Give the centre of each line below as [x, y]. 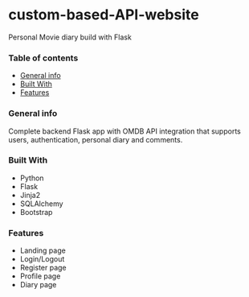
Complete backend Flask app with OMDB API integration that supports [124, 131]
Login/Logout [42, 259]
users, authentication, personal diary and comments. [96, 139]
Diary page [38, 285]
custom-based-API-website [104, 15]
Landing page [43, 250]
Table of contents [43, 58]
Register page [43, 268]
